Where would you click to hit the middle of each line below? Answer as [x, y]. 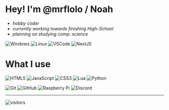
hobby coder [26, 23]
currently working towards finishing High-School [63, 28]
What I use [28, 64]
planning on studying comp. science [50, 34]
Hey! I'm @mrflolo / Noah [59, 9]
